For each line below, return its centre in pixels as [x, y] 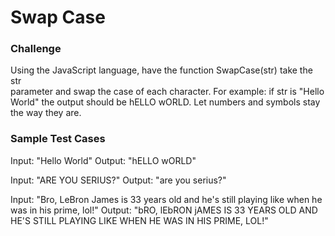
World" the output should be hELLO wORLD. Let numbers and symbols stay [165, 102]
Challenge [36, 49]
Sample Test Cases [58, 139]
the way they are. [46, 113]
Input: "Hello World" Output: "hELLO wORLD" [103, 160]
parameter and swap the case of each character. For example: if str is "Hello [167, 92]
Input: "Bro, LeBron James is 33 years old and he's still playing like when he [166, 199]
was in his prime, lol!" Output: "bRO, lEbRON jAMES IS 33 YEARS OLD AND [164, 210]
